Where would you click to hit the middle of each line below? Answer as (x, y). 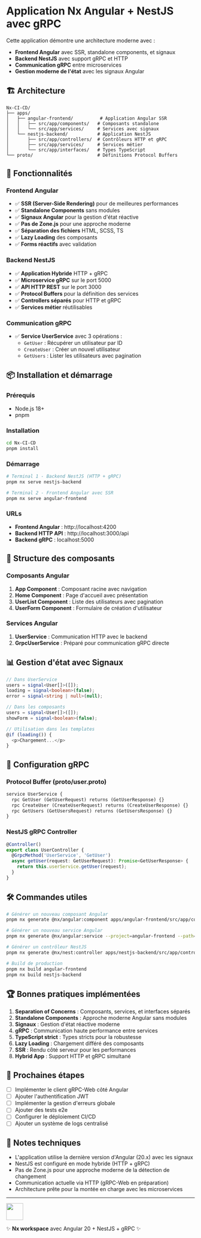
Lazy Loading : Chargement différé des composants (79, 1043)
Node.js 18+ (30, 408)
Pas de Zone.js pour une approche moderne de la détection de (92, 1170)
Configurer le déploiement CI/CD (55, 1117)
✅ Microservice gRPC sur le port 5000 (63, 280)
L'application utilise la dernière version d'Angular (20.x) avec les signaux (104, 1157)
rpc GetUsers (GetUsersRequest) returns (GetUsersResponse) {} (92, 811)
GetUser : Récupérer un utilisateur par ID (73, 343)
